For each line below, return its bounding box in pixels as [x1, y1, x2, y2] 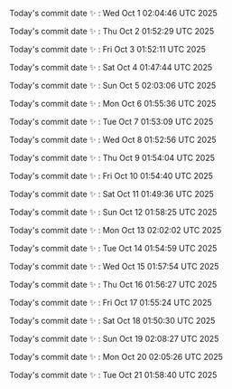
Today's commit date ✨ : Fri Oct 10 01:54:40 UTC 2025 [9, 171, 214, 181]
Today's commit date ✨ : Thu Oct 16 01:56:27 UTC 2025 [9, 280, 218, 289]
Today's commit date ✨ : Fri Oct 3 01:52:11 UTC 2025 [9, 44, 206, 54]
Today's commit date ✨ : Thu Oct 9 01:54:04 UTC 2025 [9, 153, 215, 163]
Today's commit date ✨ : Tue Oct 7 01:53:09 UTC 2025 [9, 117, 214, 127]
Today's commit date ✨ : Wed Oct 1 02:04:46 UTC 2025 [9, 8, 218, 18]
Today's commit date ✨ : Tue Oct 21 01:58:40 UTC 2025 [9, 370, 218, 380]
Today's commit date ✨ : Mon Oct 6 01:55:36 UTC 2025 [9, 99, 217, 109]
